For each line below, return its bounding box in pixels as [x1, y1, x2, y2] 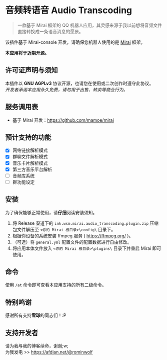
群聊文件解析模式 [12, 154, 48, 160]
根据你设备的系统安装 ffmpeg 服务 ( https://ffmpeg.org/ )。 [12, 232, 133, 239]
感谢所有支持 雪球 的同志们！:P [5, 312, 66, 318]
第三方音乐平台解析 [12, 166, 52, 172]
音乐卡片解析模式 [12, 160, 48, 166]
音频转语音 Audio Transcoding [5, 5, 132, 16]
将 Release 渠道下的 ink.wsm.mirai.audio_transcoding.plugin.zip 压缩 [12, 220, 159, 226]
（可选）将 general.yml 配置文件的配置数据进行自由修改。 [12, 239, 132, 245]
